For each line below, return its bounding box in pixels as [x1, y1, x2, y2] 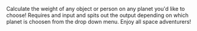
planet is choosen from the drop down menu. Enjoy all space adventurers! [6, 18, 192, 25]
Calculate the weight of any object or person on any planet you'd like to [6, 5, 185, 12]
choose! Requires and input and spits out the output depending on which [6, 12, 189, 19]
